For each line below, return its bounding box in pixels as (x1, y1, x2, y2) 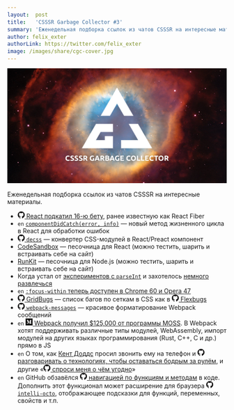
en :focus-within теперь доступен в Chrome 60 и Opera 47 (17, 287, 192, 295)
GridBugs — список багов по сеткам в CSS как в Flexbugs (26, 295, 207, 303)
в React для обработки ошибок (17, 227, 110, 235)
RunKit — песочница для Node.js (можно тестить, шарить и (17, 258, 194, 266)
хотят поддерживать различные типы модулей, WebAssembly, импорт (17, 326, 227, 335)
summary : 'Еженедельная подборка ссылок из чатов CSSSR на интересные (7, 26, 217, 33)
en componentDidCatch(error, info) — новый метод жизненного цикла (17, 219, 225, 228)
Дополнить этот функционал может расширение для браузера (17, 381, 205, 390)
